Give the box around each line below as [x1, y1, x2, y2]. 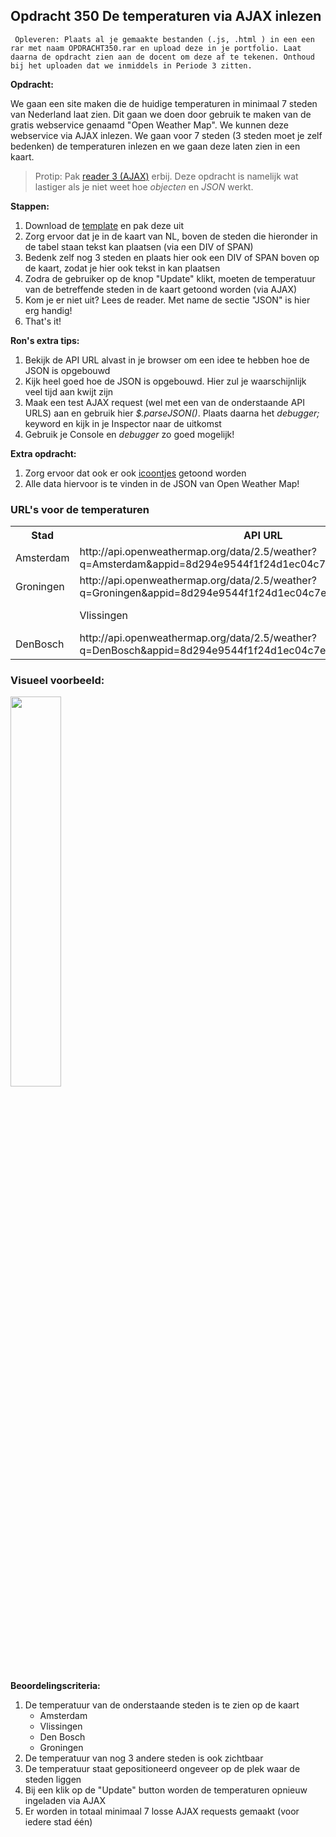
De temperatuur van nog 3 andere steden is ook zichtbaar [24, 1752, 264, 1764]
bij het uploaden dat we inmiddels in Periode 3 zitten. [10, 60, 253, 71]
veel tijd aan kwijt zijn [24, 385, 114, 398]
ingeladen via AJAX [24, 1795, 107, 1807]
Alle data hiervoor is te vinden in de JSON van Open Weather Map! [24, 477, 300, 489]
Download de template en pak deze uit [24, 219, 184, 231]
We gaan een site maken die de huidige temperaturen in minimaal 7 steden [10, 97, 318, 109]
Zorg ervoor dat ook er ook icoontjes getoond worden [24, 467, 247, 479]
